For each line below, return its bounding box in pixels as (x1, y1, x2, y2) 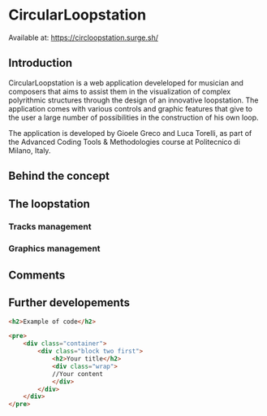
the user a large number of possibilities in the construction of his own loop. (8, 112, 259, 122)
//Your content (51, 370, 104, 378)
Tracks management (8, 221, 92, 233)
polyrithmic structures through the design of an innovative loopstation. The (8, 95, 259, 105)
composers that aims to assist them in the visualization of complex (8, 86, 231, 96)
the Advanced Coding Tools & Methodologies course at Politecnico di (8, 137, 241, 147)
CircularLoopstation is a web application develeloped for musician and (8, 77, 243, 87)
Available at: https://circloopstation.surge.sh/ (8, 33, 158, 42)
